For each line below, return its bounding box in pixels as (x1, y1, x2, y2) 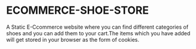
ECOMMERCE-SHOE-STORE (6, 4, 149, 17)
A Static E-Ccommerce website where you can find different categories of (6, 23, 189, 30)
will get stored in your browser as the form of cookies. (6, 36, 139, 43)
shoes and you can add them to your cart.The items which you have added (6, 29, 191, 36)
